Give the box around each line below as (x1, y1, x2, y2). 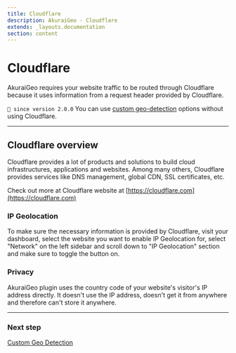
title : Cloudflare (7, 10, 61, 18)
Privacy (7, 267, 34, 277)
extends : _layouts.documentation (7, 23, 105, 30)
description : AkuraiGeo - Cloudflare (7, 17, 118, 24)
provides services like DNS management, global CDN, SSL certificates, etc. (7, 173, 225, 181)
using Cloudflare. (7, 112, 58, 120)
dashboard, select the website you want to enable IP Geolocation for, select (7, 235, 226, 243)
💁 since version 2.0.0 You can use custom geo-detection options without (7, 105, 223, 113)
